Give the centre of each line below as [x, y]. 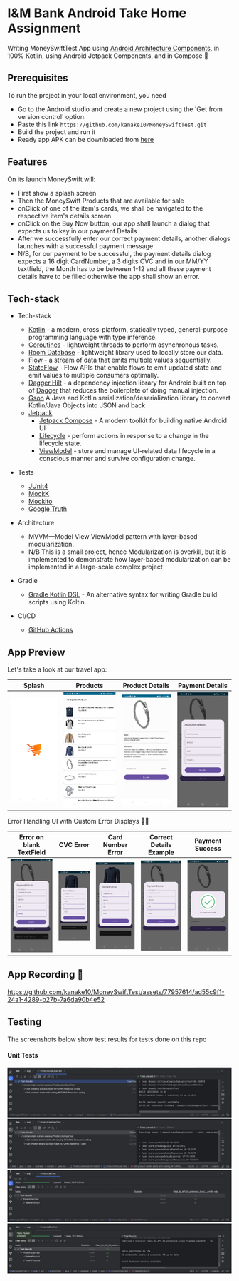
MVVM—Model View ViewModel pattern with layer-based [113, 537]
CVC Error [74, 844]
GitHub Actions [51, 630]
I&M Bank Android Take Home [97, 13]
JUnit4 [38, 486]
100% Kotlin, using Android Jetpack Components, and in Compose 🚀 [108, 56]
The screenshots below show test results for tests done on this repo [107, 1039]
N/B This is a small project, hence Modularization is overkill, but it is [127, 552]
